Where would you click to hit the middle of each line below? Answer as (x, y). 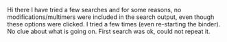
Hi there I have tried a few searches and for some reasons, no (94, 10)
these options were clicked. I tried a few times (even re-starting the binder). (114, 24)
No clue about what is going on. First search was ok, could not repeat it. (109, 31)
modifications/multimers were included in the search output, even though (111, 17)
